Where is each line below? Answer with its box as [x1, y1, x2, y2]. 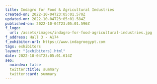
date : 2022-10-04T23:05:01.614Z [5, 53, 72, 58]
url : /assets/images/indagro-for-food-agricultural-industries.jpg [9, 30, 153, 35]
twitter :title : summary [9, 67, 59, 72]
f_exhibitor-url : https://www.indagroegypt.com [5, 40, 106, 44]
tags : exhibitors [5, 44, 41, 49]
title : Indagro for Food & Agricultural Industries [5, 7, 114, 12]
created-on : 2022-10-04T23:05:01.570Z [5, 12, 85, 17]
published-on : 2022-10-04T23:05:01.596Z [5, 21, 90, 26]
